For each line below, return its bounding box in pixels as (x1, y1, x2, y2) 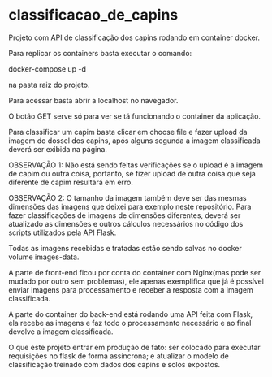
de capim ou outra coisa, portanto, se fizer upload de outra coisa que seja (8, 168, 256, 178)
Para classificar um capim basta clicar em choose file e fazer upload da (8, 127, 248, 136)
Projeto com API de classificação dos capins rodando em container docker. (8, 32, 260, 42)
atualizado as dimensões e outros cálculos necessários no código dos (8, 219, 244, 228)
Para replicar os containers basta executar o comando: (8, 48, 192, 58)
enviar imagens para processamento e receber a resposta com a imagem (8, 284, 253, 294)
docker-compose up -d (8, 63, 87, 74)
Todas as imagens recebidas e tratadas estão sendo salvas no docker (8, 243, 242, 253)
